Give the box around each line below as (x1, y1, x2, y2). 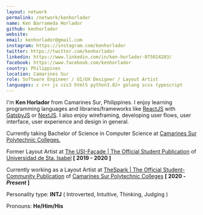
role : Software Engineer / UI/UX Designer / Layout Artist (6, 76, 159, 82)
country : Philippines (6, 65, 61, 71)
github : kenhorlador (6, 25, 59, 32)
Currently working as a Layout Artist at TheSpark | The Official (6, 166, 162, 173)
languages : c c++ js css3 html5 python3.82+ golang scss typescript (6, 82, 183, 88)
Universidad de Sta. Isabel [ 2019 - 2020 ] (6, 154, 111, 161)
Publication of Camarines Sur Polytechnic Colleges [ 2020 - (36, 173, 186, 179)
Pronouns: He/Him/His (6, 202, 64, 210)
